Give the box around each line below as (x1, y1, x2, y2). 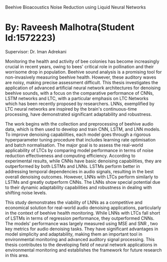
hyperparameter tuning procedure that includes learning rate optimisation (5, 136, 156, 142)
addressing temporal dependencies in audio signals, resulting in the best (5, 168, 154, 174)
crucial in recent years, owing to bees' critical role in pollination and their (5, 63, 154, 69)
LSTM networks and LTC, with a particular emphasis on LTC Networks (5, 95, 149, 101)
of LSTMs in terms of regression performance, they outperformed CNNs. (5, 215, 155, 221)
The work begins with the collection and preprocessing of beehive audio (5, 121, 154, 127)
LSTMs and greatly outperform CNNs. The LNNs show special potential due (5, 179, 161, 185)
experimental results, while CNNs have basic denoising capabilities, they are (5, 158, 162, 164)
